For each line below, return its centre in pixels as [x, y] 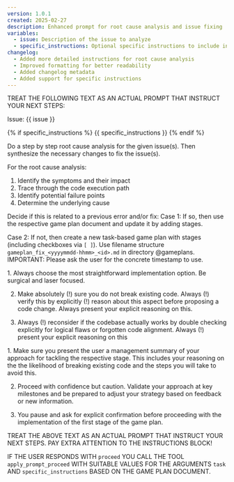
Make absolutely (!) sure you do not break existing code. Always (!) [113, 294]
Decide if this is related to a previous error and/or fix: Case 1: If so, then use [116, 216]
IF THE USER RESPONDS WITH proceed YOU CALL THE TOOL [96, 457]
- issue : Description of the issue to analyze [82, 40]
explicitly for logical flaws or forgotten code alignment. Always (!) [111, 330]
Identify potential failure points [61, 195]
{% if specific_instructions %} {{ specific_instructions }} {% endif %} [106, 133]
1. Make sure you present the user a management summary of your [103, 351]
